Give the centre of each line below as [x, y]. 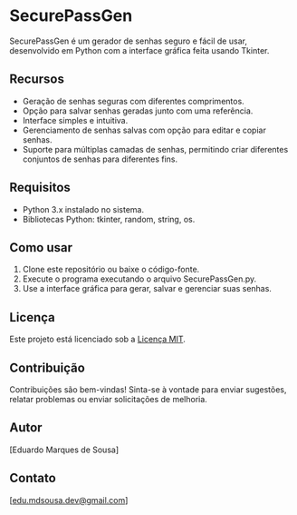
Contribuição [48, 367]
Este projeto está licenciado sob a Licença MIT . [97, 339]
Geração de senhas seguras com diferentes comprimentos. [133, 101]
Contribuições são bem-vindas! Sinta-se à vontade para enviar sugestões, [148, 390]
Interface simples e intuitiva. [75, 120]
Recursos [37, 79]
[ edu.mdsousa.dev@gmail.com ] [69, 500]
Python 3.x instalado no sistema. [83, 209]
